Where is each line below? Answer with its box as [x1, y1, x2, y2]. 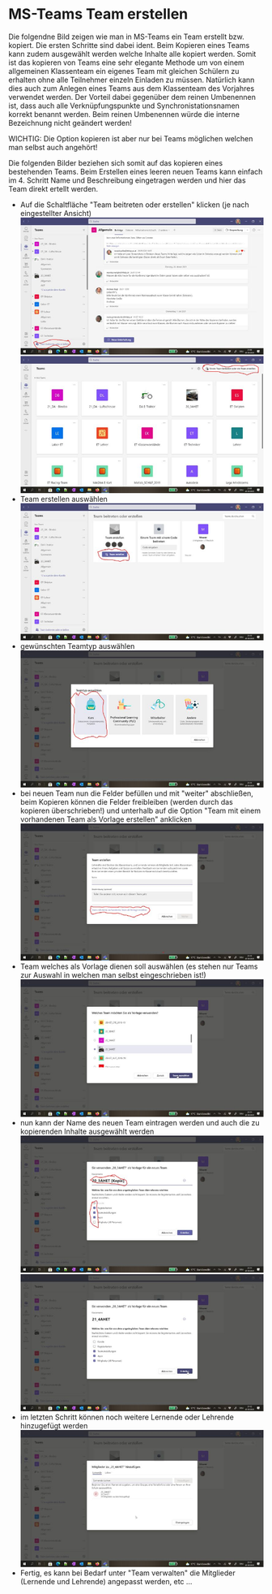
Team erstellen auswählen [19, 495, 108, 504]
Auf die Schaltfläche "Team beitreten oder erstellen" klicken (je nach [19, 200, 249, 210]
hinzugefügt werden [19, 1420, 88, 1430]
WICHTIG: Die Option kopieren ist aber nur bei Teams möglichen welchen [8, 133, 253, 143]
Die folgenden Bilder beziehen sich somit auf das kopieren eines [8, 158, 223, 167]
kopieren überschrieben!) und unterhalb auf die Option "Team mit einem [19, 806, 261, 816]
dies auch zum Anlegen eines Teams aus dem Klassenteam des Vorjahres [8, 83, 255, 93]
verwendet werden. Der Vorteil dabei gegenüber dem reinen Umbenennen [8, 92, 257, 102]
